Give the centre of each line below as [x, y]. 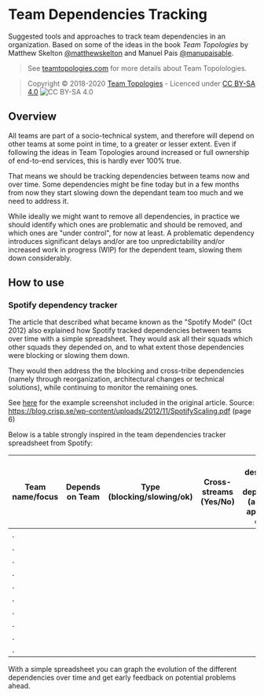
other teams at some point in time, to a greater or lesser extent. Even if [123, 144]
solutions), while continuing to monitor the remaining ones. [103, 388]
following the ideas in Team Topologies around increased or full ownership [129, 152]
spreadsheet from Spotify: [51, 443]
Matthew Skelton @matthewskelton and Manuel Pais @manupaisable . [121, 53]
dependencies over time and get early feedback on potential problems [122, 677]
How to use [36, 283]
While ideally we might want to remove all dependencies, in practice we [124, 216]
